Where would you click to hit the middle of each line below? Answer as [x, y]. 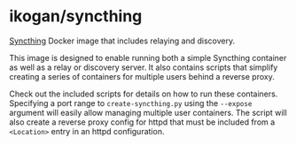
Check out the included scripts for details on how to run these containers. [144, 94]
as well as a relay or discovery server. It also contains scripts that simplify [144, 67]
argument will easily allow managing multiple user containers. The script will [148, 112]
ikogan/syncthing [76, 16]
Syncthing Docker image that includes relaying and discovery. [122, 41]
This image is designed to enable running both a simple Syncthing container [148, 57]
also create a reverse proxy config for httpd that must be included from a [142, 122]
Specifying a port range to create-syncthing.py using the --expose [131, 103]
